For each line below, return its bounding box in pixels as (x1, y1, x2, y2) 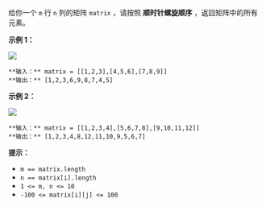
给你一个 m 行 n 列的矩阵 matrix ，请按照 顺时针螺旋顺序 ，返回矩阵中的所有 (8, 8, 258, 17)
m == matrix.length (19, 165, 86, 173)
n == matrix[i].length (19, 174, 97, 182)
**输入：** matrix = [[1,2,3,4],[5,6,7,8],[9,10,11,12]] (8, 124, 200, 132)
